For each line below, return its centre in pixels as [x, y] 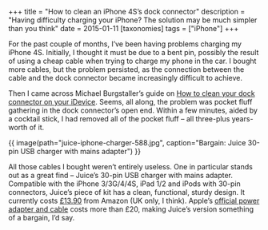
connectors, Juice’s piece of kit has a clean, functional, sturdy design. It [127, 192]
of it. [37, 127]
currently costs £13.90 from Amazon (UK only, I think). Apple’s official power [134, 200]
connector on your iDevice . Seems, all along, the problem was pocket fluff [130, 102]
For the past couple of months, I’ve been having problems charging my [125, 44]
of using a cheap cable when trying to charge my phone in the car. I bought [132, 61]
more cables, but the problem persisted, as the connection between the [126, 69]
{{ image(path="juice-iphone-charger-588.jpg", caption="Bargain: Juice [127, 143]
